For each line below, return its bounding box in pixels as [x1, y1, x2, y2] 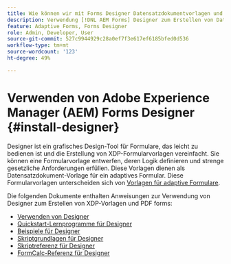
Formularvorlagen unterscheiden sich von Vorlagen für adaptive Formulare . [7, 178, 221, 187]
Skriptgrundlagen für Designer [16, 234, 104, 242]
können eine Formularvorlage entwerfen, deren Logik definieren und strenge [7, 156, 224, 165]
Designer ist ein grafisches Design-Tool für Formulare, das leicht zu [7, 142, 198, 150]
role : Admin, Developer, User [7, 29, 94, 36]
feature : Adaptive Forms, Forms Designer [7, 23, 128, 29]
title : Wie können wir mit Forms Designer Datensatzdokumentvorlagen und [7, 10, 223, 17]
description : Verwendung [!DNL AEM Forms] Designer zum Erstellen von [7, 16, 214, 23]
